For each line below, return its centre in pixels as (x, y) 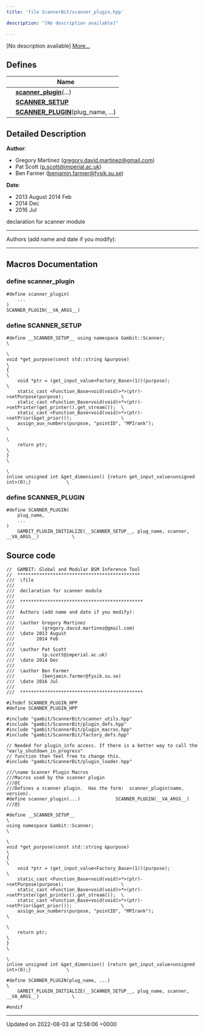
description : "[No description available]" (63, 23)
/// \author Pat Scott (37, 650)
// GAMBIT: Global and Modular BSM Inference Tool (73, 570)
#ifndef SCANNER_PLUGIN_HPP (42, 703)
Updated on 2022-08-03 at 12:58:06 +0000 (62, 1024)
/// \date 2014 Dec (33, 660)
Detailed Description (46, 134)
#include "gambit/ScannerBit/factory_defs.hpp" (68, 735)
